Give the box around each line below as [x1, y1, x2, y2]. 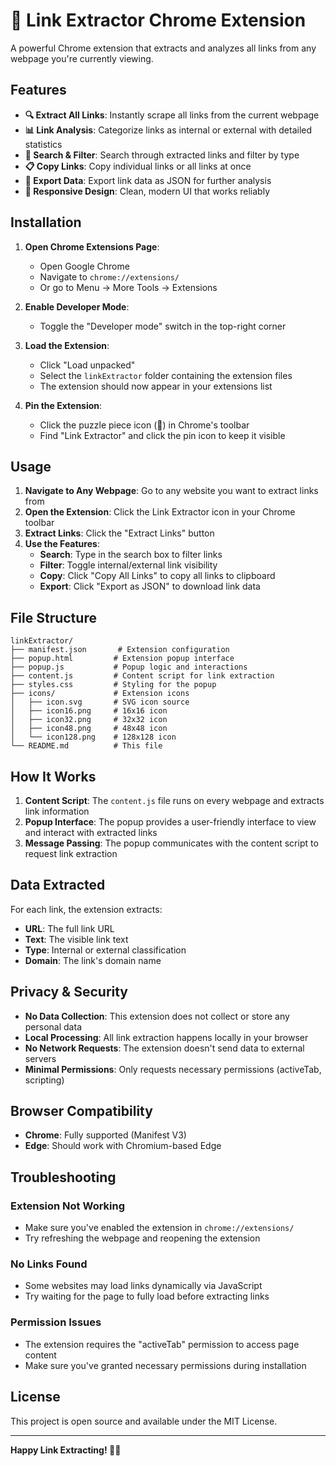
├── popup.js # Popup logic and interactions [10, 662, 248, 673]
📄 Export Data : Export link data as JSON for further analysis [24, 174, 272, 186]
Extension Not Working [10, 1199, 126, 1213]
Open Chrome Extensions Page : [24, 240, 160, 253]
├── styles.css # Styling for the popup [10, 680, 217, 690]
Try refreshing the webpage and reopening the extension [24, 1232, 261, 1244]
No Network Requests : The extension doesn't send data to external [24, 1042, 305, 1054]
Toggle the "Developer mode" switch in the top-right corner [39, 320, 287, 332]
